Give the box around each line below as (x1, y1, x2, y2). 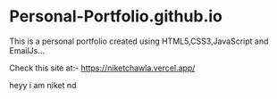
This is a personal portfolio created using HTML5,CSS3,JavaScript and (9, 36, 269, 46)
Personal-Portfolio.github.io (9, 6, 223, 27)
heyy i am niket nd (9, 79, 77, 90)
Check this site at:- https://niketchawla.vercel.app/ (9, 62, 196, 73)
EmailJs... (9, 45, 45, 55)
